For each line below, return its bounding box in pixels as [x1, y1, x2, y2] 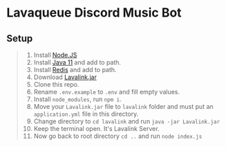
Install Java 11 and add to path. [33, 58, 122, 67]
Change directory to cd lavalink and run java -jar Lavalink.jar [33, 117, 220, 126]
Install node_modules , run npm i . [33, 95, 122, 103]
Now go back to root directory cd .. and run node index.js [33, 132, 203, 140]
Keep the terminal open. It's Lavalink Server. [33, 125, 160, 132]
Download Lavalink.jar [33, 73, 97, 81]
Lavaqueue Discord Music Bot [6, 5, 182, 21]
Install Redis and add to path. [33, 66, 117, 73]
